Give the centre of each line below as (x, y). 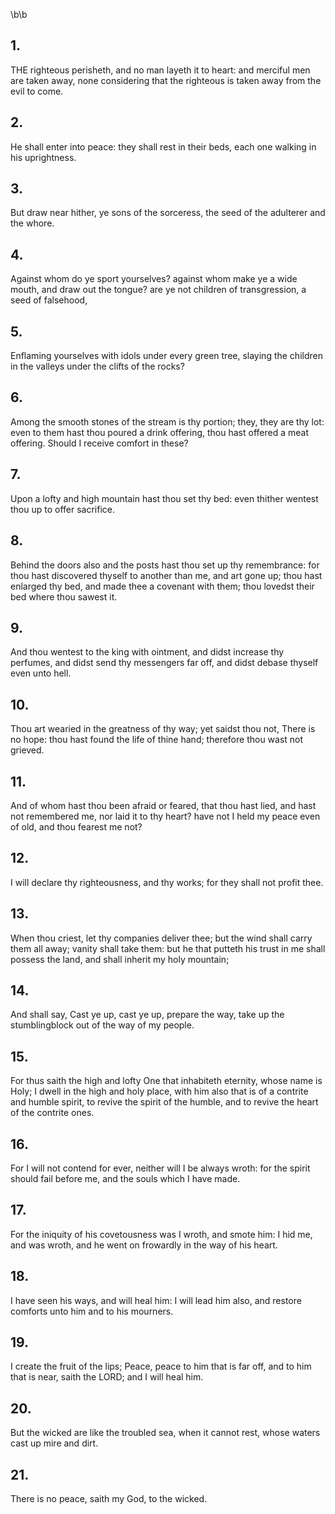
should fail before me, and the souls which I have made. (125, 1178)
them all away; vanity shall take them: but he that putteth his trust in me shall (168, 948)
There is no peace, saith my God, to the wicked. (109, 1499)
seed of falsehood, (49, 300)
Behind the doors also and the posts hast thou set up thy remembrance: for (165, 565)
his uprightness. (43, 157)
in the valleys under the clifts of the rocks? (97, 366)
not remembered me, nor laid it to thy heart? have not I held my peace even (165, 816)
